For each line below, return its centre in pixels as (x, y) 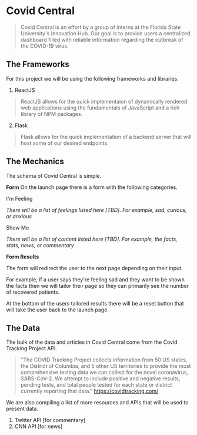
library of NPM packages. (51, 114)
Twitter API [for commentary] (50, 420)
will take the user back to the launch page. (57, 310)
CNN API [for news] (39, 426)
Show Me (18, 227)
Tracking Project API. (32, 348)
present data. (22, 409)
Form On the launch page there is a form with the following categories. (92, 187)
